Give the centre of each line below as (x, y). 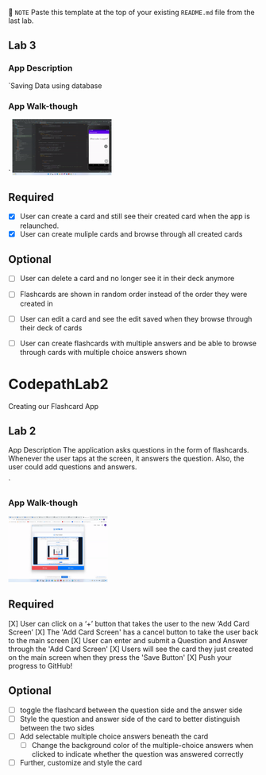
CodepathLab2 (58, 384)
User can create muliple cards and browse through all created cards (131, 233)
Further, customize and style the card (81, 762)
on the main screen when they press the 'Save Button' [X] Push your (120, 657)
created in (36, 303)
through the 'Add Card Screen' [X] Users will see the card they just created (131, 649)
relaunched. (39, 226)
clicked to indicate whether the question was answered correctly (137, 754)
